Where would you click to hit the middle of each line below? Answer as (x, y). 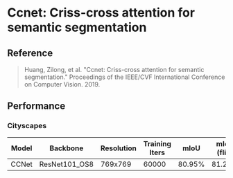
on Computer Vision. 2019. (62, 84)
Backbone (67, 148)
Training (157, 143)
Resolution (119, 148)
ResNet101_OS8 (67, 164)
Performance (36, 106)
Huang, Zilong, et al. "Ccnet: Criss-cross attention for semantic (114, 70)
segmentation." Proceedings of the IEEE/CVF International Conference (124, 77)
